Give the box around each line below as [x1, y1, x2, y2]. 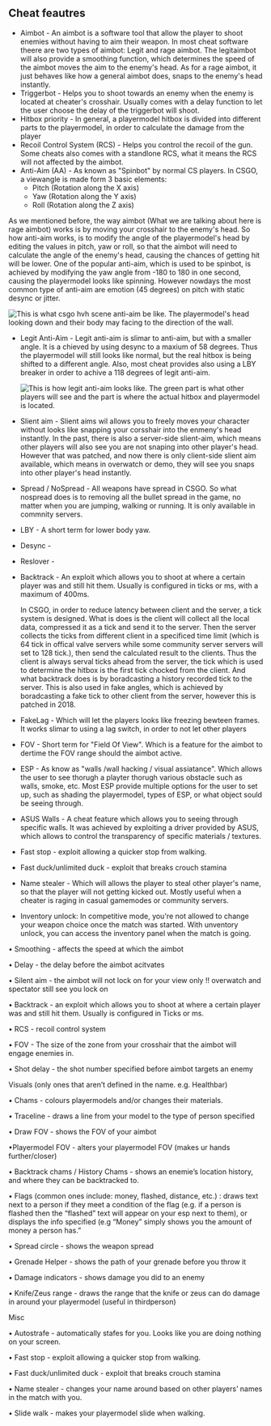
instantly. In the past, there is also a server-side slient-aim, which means [19, 433, 261, 443]
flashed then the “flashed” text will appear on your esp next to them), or [8, 1208, 248, 1218]
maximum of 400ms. [19, 589, 90, 598]
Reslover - [19, 556, 55, 566]
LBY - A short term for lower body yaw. [19, 525, 151, 534]
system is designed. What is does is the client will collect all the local [19, 613, 250, 623]
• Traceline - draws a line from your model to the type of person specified [8, 1111, 255, 1121]
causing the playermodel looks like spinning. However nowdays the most [8, 275, 252, 286]
